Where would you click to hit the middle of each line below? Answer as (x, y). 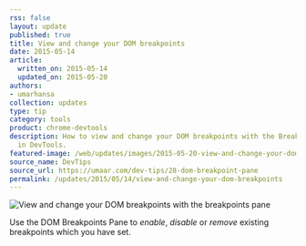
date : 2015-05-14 (42, 52)
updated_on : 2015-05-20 (62, 77)
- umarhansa (32, 94)
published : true (40, 35)
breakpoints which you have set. (71, 232)
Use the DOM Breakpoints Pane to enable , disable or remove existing (139, 222)
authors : (26, 86)
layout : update (38, 26)
